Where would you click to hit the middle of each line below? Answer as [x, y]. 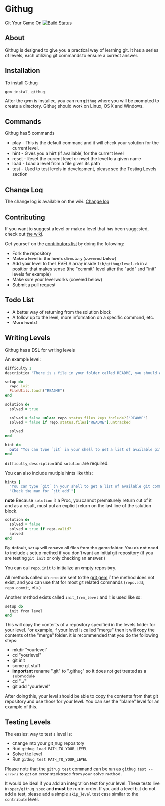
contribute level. [22, 799]
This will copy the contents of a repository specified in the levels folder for [80, 625]
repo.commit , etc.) [23, 587]
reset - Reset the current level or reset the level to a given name [77, 159]
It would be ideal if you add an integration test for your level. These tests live [82, 783]
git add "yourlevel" [31, 687]
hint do [13, 445]
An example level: [23, 359]
